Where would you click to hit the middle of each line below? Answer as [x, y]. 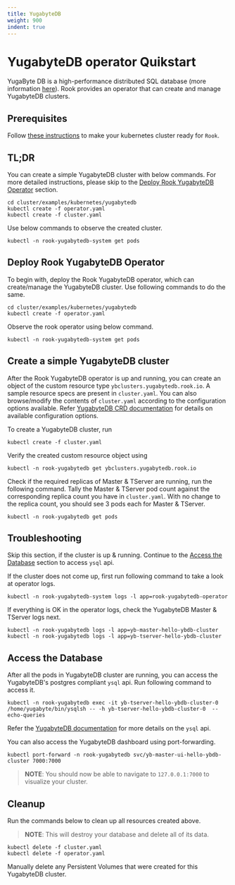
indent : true [26, 27]
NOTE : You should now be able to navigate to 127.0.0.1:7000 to [117, 774]
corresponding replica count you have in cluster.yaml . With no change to [114, 496]
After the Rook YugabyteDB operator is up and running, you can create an [114, 378]
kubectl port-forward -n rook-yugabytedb [69, 755]
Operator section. [33, 189]
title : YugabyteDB [34, 14]
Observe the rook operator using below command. [80, 326]
